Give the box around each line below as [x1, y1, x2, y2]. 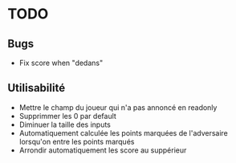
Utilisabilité [7, 81, 66, 95]
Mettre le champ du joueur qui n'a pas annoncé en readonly [18, 102, 218, 112]
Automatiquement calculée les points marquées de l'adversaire [18, 128, 228, 137]
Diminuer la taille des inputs [18, 120, 112, 129]
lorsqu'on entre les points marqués [18, 137, 135, 146]
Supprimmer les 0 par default [18, 111, 117, 120]
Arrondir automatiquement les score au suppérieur [18, 145, 187, 155]
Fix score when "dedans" [18, 58, 104, 67]
